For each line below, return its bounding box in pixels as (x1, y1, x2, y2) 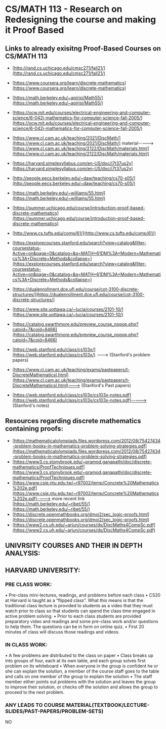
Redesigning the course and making (5, 14, 157, 25)
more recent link (51, 495, 85, 501)
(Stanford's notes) (12, 402, 49, 408)
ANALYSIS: (5, 549, 41, 558)
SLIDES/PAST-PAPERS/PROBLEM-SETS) (5, 708, 104, 715)
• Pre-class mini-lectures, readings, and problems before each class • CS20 (5, 592, 161, 598)
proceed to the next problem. (5, 689, 65, 695)
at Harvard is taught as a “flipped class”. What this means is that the (5, 597, 143, 603)
